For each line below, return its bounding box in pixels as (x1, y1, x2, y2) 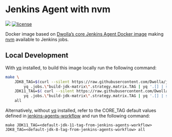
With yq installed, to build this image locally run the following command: (5, 65, 157, 71)
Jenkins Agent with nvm (5, 4, 111, 15)
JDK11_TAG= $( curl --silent (14, 89, 74, 94)
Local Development (5, 51, 69, 60)
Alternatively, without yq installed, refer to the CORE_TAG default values (5, 107, 157, 113)
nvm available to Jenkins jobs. (5, 36, 69, 42)
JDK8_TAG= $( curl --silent (14, 79, 70, 85)
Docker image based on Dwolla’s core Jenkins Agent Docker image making (5, 31, 164, 37)
